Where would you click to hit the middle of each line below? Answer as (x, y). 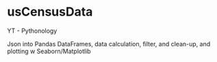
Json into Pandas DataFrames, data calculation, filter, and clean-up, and (109, 44)
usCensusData (50, 12)
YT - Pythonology (32, 31)
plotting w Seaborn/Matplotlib (49, 51)
